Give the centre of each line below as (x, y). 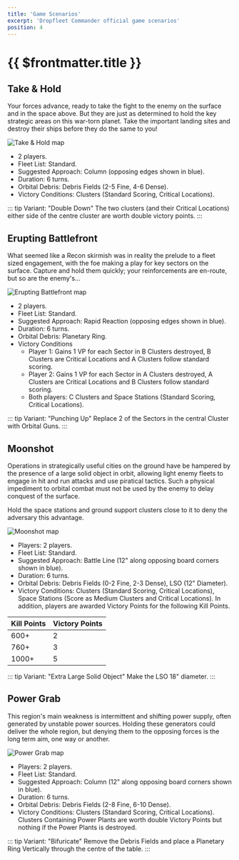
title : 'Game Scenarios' (44, 14)
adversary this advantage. (46, 517)
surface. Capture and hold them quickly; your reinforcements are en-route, (117, 271)
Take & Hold (35, 89)
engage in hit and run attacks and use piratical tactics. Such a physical (111, 481)
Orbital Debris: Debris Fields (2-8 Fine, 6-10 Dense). (94, 804)
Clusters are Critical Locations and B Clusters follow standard (118, 382)
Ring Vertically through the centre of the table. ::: (79, 849)
